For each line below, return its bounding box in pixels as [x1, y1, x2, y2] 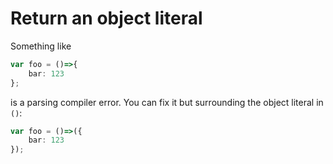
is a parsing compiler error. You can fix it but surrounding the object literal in [10, 96, 324, 108]
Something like [10, 40, 72, 52]
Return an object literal [10, 7, 203, 30]
